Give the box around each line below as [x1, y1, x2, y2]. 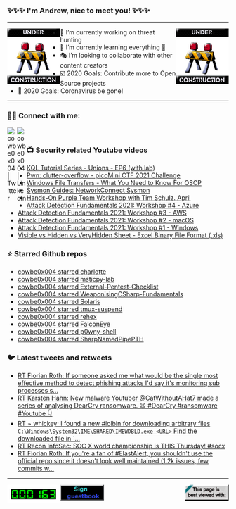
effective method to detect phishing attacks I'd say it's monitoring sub [17, 379, 220, 387]
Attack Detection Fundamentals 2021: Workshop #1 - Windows [17, 223, 199, 232]
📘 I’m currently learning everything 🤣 [60, 43, 166, 51]
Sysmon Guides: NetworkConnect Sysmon [27, 186, 150, 194]
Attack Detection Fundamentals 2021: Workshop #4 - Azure [27, 201, 199, 209]
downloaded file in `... [17, 434, 81, 443]
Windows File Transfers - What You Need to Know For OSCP [27, 178, 202, 187]
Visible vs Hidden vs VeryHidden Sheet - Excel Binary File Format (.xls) [17, 231, 223, 239]
